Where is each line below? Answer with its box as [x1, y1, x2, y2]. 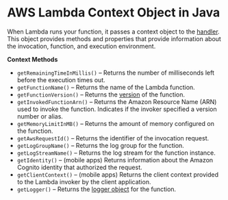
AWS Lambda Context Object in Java [7, 5, 220, 21]
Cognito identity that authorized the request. [16, 163, 142, 171]
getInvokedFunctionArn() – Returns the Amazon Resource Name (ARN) [16, 97, 217, 105]
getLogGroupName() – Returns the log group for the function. [16, 141, 185, 149]
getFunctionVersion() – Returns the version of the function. [16, 90, 186, 99]
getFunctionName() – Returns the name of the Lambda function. [16, 83, 195, 91]
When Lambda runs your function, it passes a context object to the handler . [7, 27, 220, 36]
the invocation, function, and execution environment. [7, 42, 156, 50]
